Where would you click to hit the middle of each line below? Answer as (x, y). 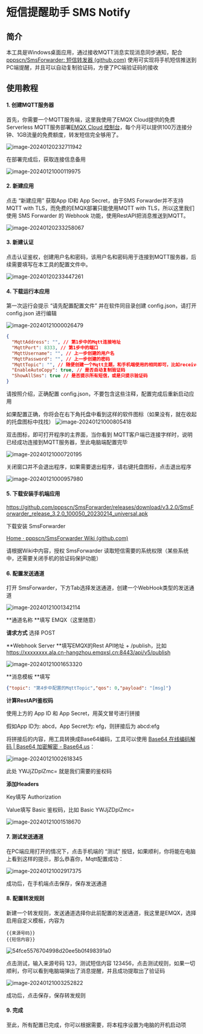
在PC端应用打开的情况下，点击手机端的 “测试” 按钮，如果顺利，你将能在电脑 (101, 851)
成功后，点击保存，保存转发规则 (46, 995)
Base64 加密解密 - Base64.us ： (56, 747)
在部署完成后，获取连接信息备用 (46, 159)
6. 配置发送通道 (25, 573)
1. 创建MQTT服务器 (30, 105)
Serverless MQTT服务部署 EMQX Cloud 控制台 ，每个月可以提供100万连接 (97, 127)
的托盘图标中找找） (30, 422)
